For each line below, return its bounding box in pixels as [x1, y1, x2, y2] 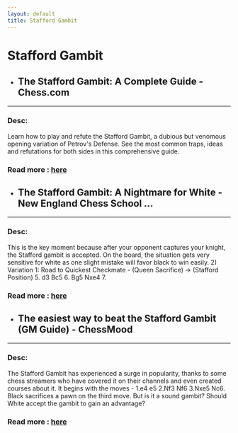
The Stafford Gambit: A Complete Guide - [17, 76, 204, 88]
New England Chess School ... [17, 197, 154, 209]
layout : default [7, 10, 55, 18]
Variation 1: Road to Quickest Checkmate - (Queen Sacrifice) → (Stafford [7, 265, 219, 274]
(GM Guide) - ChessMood [17, 323, 133, 336]
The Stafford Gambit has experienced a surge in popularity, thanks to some [7, 369, 227, 377]
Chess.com [17, 86, 69, 99]
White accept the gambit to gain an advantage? [7, 399, 146, 408]
